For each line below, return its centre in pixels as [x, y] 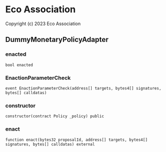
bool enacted [19, 65]
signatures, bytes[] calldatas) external [50, 144]
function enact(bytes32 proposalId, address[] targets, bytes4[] [76, 140]
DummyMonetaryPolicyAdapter [57, 40]
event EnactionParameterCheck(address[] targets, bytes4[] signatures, [83, 88]
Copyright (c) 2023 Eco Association [43, 24]
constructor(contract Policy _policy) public [55, 116]
